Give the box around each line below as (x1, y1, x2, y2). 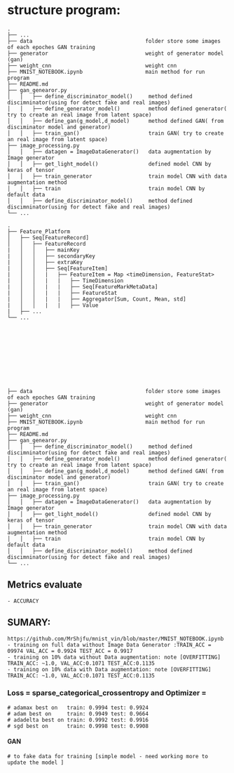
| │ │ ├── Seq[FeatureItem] (7, 265, 109, 272)
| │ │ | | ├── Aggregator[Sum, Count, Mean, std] (7, 296, 187, 303)
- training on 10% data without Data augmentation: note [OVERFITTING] (7, 654, 221, 661)
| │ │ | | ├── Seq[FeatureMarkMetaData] (7, 283, 158, 290)
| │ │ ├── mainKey (7, 246, 80, 253)
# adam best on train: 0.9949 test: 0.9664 (7, 710, 149, 718)
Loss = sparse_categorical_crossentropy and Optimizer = (7, 688, 207, 698)
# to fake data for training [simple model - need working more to (7, 753, 209, 760)
